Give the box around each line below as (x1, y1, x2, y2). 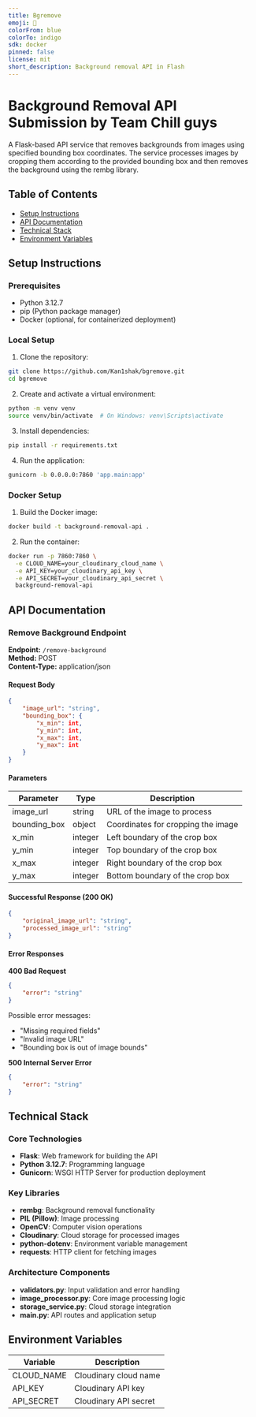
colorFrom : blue (8, 26, 61, 34)
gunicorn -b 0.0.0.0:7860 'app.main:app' (8, 471, 147, 479)
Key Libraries (8, 1188, 61, 1199)
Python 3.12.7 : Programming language (19, 1160, 146, 1169)
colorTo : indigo (8, 33, 61, 42)
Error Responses (8, 949, 65, 958)
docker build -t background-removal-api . (8, 523, 150, 531)
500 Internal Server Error (8, 1057, 92, 1067)
